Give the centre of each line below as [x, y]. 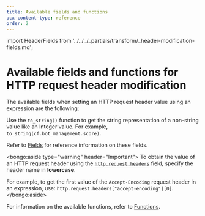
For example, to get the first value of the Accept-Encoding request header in [101, 182]
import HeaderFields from [39, 41]
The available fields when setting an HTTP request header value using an [99, 102]
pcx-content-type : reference [43, 18]
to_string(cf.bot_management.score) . [54, 133]
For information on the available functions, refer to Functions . [84, 207]
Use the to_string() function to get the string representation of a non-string [102, 121]
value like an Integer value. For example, [57, 127]
